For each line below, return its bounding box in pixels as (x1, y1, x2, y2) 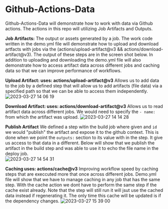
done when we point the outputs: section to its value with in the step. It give (5, 134, 163, 140)
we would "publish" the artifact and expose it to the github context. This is (5, 129, 159, 135)
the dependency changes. (5, 198, 59, 204)
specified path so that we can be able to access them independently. (5, 88, 148, 94)
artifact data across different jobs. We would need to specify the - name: (5, 109, 156, 115)
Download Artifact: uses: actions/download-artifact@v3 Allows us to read (5, 103, 163, 109)
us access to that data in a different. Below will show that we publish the (5, 140, 155, 146)
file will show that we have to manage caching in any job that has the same (5, 176, 160, 182)
